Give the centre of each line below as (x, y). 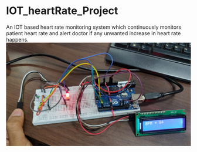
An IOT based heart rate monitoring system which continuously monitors (94, 27)
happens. (18, 39)
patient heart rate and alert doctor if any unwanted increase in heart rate (94, 33)
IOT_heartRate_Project (62, 11)
